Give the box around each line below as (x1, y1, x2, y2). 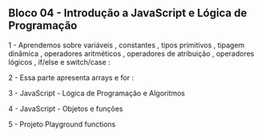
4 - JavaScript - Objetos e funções (8, 103, 123, 113)
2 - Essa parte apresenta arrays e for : (8, 72, 135, 83)
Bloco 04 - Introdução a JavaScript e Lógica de (8, 6, 248, 20)
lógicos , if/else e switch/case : (8, 57, 111, 66)
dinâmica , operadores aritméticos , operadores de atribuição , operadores (8, 48, 255, 58)
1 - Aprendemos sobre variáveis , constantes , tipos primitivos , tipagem (8, 40, 245, 50)
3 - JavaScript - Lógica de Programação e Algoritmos (8, 88, 186, 98)
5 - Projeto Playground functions (8, 119, 116, 129)
